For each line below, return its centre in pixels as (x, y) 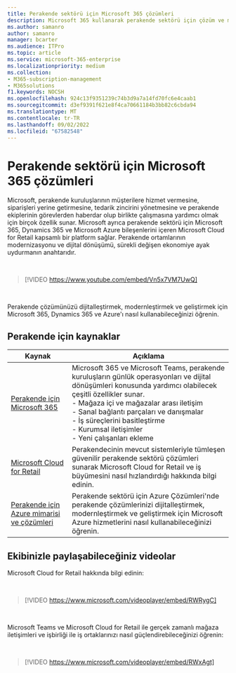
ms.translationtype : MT (42, 112)
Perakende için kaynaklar (64, 336)
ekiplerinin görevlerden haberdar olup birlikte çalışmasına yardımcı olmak (113, 215)
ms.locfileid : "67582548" (45, 131)
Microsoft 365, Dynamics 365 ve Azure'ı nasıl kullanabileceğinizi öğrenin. (113, 314)
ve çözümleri (32, 522)
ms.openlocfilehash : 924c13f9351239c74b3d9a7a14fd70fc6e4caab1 (102, 99)
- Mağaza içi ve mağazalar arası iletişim (137, 403)
